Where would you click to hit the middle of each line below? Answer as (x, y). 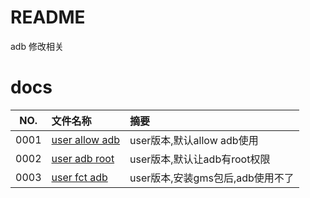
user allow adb (86, 139)
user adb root (83, 158)
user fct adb (79, 177)
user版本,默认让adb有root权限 (200, 159)
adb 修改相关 (37, 46)
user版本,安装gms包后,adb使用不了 (212, 178)
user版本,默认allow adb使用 (194, 140)
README (48, 17)
